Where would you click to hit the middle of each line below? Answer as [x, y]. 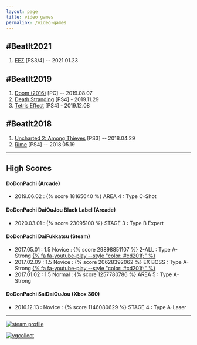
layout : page [22, 11]
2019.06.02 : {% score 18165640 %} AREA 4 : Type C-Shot [85, 196]
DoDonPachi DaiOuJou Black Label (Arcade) [61, 210]
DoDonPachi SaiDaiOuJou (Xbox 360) [53, 294]
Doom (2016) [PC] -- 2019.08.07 [53, 93]
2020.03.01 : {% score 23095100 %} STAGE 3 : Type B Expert [89, 223]
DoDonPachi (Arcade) [33, 183]
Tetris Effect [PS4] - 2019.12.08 [52, 105]
